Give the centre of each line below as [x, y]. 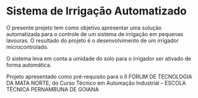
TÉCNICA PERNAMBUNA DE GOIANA [53, 89]
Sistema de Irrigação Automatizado [97, 11]
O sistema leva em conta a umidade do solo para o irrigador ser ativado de [99, 58]
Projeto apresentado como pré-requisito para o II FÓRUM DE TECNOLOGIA [99, 76]
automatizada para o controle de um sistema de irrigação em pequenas [95, 34]
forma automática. [29, 65]
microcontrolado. [28, 47]
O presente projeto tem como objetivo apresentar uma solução [84, 28]
